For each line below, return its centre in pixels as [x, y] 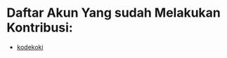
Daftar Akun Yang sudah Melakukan [113, 13]
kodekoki [30, 47]
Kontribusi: [40, 28]
